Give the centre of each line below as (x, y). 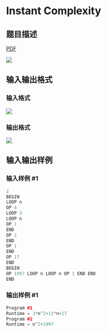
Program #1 (19, 308)
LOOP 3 (14, 213)
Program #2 (19, 319)
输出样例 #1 (22, 295)
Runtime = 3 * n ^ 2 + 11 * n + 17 (36, 313)
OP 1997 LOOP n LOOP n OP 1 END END (51, 274)
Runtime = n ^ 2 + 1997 (30, 324)
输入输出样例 (29, 160)
